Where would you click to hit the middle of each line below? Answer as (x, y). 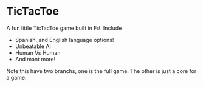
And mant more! (35, 59)
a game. (16, 77)
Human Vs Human (38, 52)
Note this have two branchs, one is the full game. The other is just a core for (101, 71)
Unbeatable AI (33, 46)
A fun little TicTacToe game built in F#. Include (64, 28)
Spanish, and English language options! (64, 40)
